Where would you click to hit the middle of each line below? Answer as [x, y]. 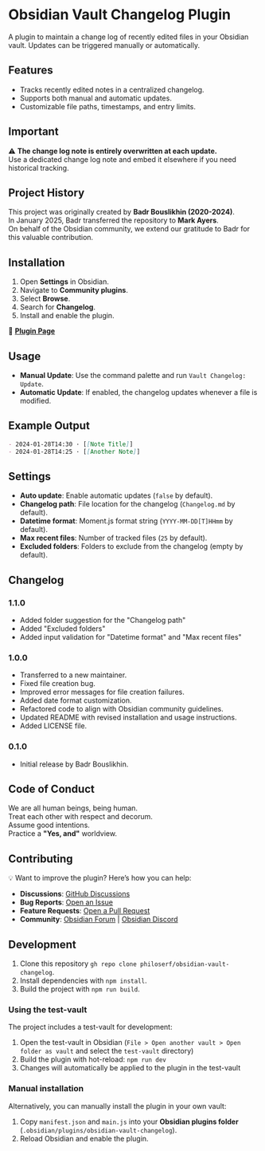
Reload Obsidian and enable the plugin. [84, 1138]
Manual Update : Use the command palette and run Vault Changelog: [133, 375]
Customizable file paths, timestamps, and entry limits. [108, 106]
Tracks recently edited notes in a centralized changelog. [112, 89]
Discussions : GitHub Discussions [75, 894]
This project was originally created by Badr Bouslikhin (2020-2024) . [121, 212]
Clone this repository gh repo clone [78, 964]
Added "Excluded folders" [62, 629]
